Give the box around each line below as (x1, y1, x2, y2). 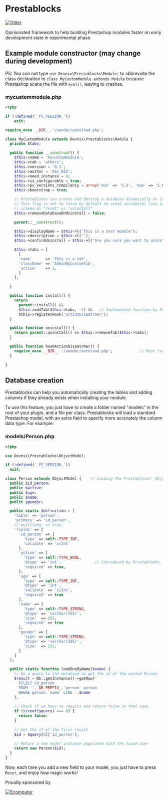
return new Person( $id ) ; (14, 746, 66, 751)
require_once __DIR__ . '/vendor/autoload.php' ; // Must (14, 348, 155, 353)
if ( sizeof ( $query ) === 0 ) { (14, 709, 75, 714)
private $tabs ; (9, 141, 41, 146)
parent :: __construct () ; (14, 220, 64, 225)
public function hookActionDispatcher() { (9, 344, 99, 349)
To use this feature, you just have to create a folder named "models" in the (5, 405, 158, 411)
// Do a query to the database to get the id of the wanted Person (14, 671, 157, 677)
